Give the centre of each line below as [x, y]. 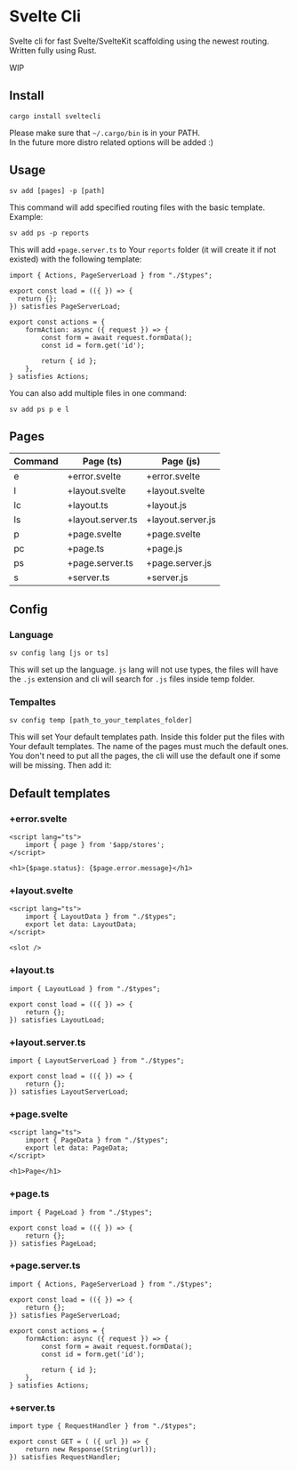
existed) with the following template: [76, 259]
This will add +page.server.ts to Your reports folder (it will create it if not [143, 249]
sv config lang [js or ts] [59, 653]
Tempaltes [32, 702]
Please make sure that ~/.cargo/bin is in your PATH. [105, 133]
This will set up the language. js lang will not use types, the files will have [144, 670]
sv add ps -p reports [49, 233]
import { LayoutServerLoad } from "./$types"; [97, 1061]
